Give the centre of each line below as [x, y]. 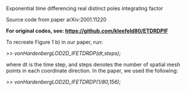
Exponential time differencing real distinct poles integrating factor [85, 8]
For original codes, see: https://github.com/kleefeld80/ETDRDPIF [87, 31]
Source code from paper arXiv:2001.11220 [56, 19]
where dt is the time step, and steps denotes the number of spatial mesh [93, 64]
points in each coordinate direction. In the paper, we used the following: [92, 71]
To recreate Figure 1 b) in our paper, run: [55, 42]
